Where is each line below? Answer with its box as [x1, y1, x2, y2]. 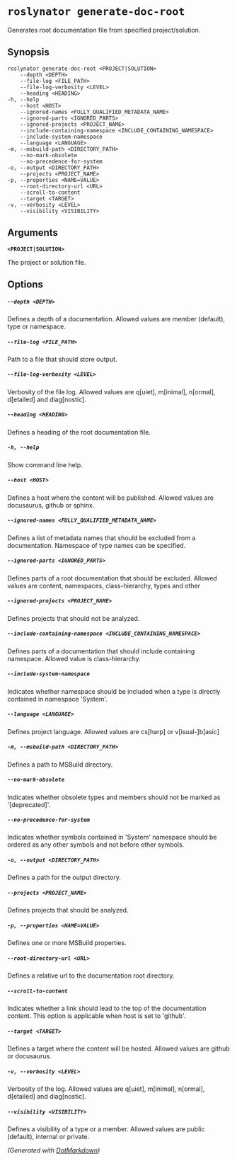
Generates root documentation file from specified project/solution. [7, 25, 201, 34]
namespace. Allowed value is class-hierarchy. [7, 654, 141, 663]
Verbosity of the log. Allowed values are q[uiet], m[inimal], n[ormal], [7, 1085, 205, 1093]
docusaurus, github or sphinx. [7, 501, 95, 509]
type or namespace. [7, 322, 66, 331]
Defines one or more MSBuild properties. [7, 939, 127, 947]
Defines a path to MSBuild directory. [7, 760, 113, 769]
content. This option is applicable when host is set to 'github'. [7, 1012, 186, 1020]
